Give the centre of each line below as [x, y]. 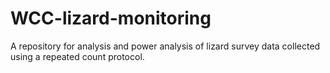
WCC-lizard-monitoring [111, 18]
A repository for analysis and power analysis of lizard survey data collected [165, 46]
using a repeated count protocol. [77, 56]
